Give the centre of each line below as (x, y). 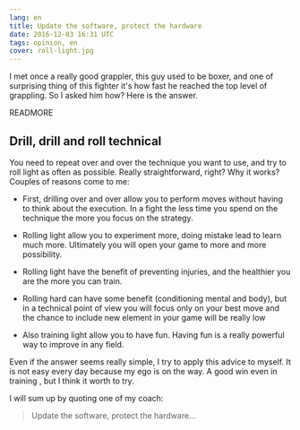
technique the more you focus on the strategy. (108, 218)
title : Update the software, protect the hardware (106, 26)
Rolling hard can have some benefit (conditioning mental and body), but (154, 298)
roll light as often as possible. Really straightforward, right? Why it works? (145, 172)
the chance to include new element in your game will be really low (144, 317)
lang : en (26, 17)
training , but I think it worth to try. (72, 381)
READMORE (31, 113)
